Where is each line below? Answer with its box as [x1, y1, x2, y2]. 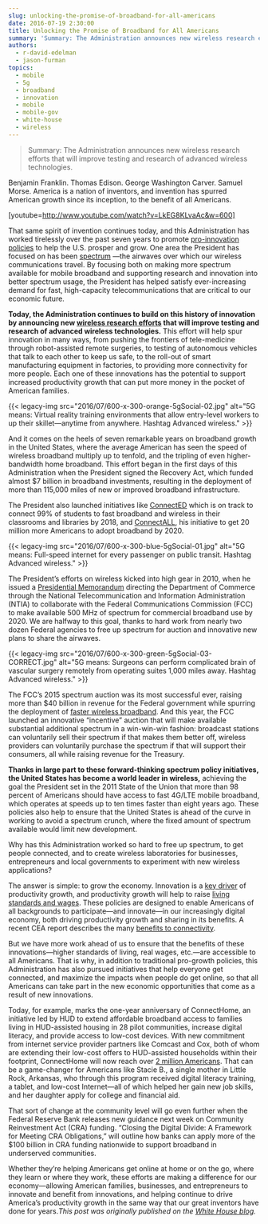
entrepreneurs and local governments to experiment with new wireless [8, 857, 241, 866]
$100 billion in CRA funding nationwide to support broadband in [8, 1139, 217, 1149]
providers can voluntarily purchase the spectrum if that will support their [8, 741, 246, 750]
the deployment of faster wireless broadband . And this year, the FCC [8, 706, 235, 716]
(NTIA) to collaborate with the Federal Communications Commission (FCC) [8, 599, 254, 609]
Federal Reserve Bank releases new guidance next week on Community [8, 1114, 245, 1124]
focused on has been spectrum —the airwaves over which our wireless [8, 251, 242, 261]
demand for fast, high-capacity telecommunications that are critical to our [8, 285, 251, 294]
